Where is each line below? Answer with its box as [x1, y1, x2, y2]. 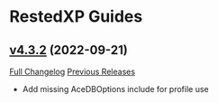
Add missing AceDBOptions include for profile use [22, 84, 209, 94]
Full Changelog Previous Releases [9, 66, 136, 77]
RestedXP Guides [9, 6, 143, 27]
